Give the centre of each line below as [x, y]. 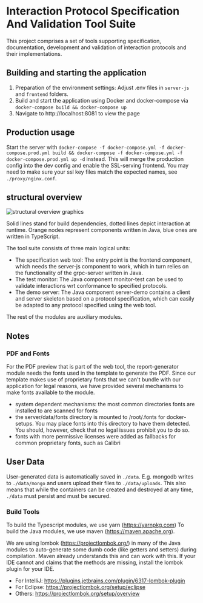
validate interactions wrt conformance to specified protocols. [91, 286]
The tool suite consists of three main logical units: [68, 248]
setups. [25, 424]
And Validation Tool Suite [71, 24]
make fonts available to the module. [51, 392]
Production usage [41, 133]
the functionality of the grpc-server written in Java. [79, 273]
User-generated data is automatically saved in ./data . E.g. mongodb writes [100, 476]
